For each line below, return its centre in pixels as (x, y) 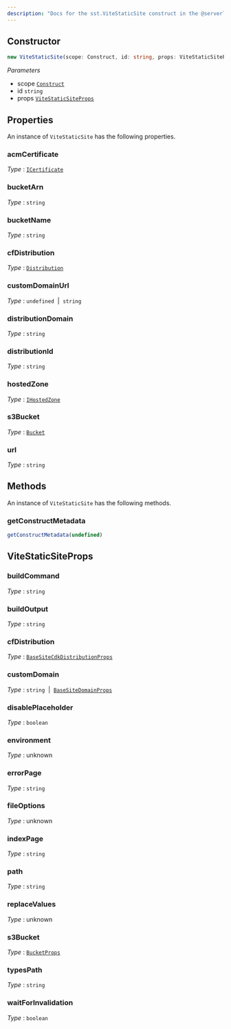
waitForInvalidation (40, 1003)
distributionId (30, 351)
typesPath (25, 970)
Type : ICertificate (35, 169)
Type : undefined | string (44, 301)
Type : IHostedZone (34, 399)
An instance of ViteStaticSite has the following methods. (89, 502)
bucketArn (25, 187)
